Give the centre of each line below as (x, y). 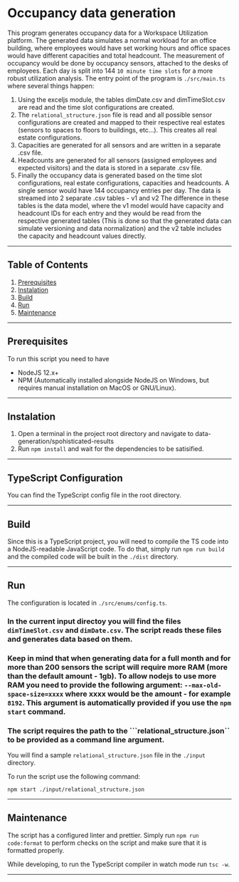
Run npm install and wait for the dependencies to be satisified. (111, 449)
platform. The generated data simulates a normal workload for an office (112, 40)
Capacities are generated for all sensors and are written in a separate (119, 145)
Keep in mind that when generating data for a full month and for (119, 658)
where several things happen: (51, 85)
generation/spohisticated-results (66, 441)
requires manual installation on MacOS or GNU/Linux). (97, 388)
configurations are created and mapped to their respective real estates (121, 122)
